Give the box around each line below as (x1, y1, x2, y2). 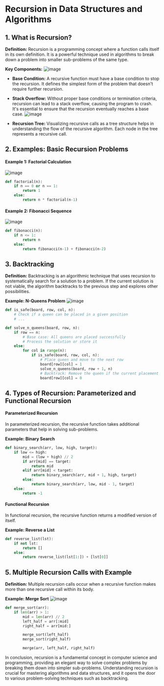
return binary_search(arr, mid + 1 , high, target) (31, 473, 137, 478)
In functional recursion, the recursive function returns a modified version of (5, 512, 157, 518)
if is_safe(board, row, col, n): (31, 353, 99, 358)
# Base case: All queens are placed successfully (23, 334, 126, 340)
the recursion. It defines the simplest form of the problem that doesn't (12, 81, 153, 87)
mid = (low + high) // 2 (23, 454, 73, 459)
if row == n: (14, 330, 41, 335)
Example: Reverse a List (5, 527, 55, 533)
